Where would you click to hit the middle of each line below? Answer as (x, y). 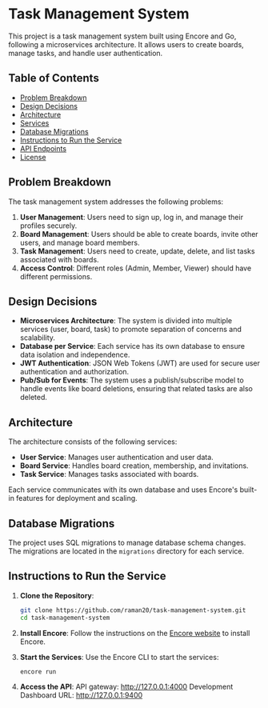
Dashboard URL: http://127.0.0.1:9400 (81, 695)
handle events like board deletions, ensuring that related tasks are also (136, 389)
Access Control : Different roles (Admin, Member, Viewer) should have (136, 268)
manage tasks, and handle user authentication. (86, 53)
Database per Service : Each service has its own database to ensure (132, 346)
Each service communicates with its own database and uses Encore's (123, 490)
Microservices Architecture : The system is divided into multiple (126, 321)
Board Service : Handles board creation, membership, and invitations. (134, 466)
